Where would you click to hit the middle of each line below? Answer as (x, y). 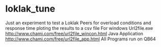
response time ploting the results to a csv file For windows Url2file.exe (79, 28)
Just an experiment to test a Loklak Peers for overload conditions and (78, 23)
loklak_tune (30, 9)
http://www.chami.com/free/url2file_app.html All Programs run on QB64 (81, 39)
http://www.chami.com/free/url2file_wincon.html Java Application (74, 33)
